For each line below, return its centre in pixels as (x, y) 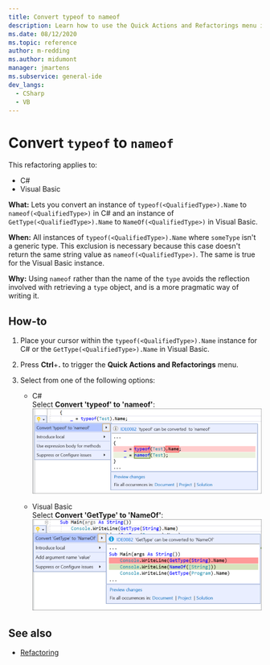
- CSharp (30, 93)
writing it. (24, 296)
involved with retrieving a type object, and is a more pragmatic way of (124, 287)
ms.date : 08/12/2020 (43, 34)
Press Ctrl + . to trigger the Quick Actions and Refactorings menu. (129, 365)
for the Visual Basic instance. (57, 263)
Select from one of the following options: (87, 380)
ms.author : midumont (43, 60)
